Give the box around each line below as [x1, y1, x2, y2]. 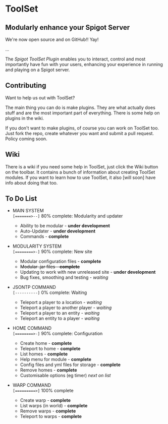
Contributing [5, 81, 46, 90]
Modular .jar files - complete [20, 264, 80, 270]
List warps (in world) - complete [20, 403, 88, 409]
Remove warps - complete [20, 408, 76, 414]
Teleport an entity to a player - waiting [20, 316, 100, 322]
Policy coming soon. [5, 136, 47, 142]
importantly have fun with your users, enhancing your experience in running [5, 62, 163, 67]
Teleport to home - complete [20, 346, 81, 352]
